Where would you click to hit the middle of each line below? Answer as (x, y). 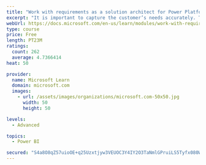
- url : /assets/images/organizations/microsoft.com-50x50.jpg (98, 97)
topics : (16, 136)
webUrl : (16, 23)
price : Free (21, 35)
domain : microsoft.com (41, 86)
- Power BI (26, 142)
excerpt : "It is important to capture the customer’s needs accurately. (101, 18)
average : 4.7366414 (37, 57)
